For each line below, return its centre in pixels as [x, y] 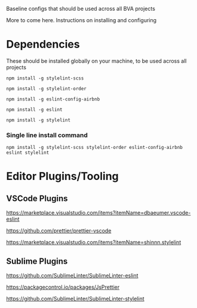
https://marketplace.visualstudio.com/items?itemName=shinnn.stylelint [94, 242]
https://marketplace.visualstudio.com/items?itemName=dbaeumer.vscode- [98, 213]
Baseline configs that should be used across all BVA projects [81, 9]
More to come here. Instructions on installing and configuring [81, 20]
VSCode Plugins [37, 198]
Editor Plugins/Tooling [62, 176]
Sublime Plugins [37, 261]
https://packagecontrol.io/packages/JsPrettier [63, 287]
